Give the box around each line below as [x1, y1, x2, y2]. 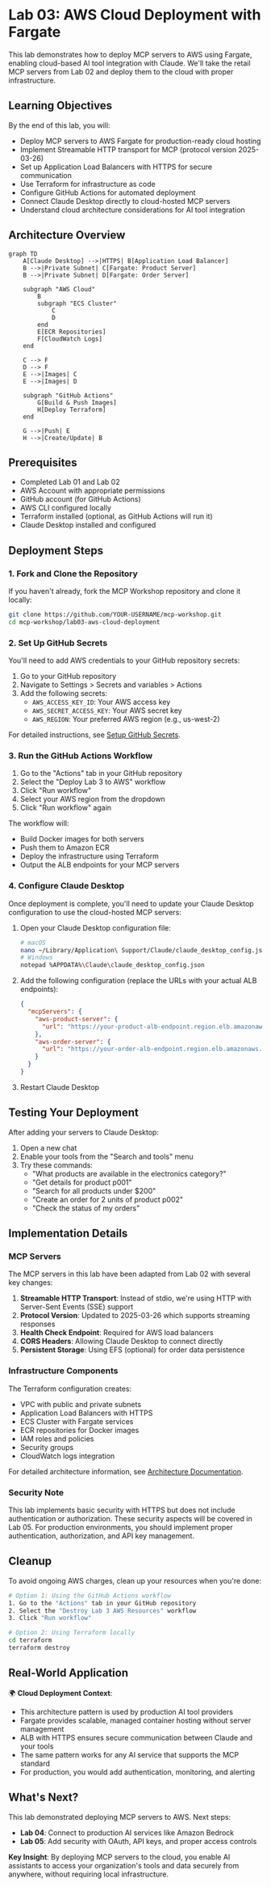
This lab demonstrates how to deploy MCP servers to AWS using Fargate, [8, 49, 252, 59]
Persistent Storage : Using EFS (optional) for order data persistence [19, 1345, 245, 1355]
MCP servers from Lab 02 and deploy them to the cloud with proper [8, 66, 234, 76]
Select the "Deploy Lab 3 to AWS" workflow [19, 777, 166, 787]
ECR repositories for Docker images [19, 1425, 140, 1435]
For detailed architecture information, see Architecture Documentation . [8, 1466, 244, 1476]
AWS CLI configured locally [19, 503, 111, 513]
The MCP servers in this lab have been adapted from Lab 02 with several [8, 1269, 251, 1279]
